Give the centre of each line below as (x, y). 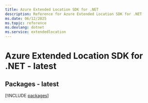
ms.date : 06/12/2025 (26, 18)
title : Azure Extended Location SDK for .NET (52, 9)
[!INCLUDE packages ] (27, 96)
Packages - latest (32, 84)
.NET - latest (31, 66)
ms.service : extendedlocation (36, 32)
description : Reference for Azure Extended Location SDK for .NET (74, 14)
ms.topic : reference (26, 23)
